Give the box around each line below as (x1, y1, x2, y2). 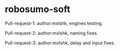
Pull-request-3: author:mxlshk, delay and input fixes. (5, 39, 115, 46)
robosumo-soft (5, 4, 70, 15)
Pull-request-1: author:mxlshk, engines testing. (5, 20, 103, 26)
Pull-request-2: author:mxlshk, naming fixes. (5, 30, 99, 36)
